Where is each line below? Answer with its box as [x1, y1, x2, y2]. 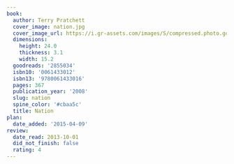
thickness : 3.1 [19, 50, 64, 57]
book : [6, 10, 22, 17]
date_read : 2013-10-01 [13, 133, 79, 140]
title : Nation [13, 107, 54, 114]
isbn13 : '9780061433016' [13, 75, 85, 82]
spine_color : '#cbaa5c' [13, 101, 82, 108]
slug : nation [13, 95, 51, 102]
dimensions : [13, 36, 48, 43]
